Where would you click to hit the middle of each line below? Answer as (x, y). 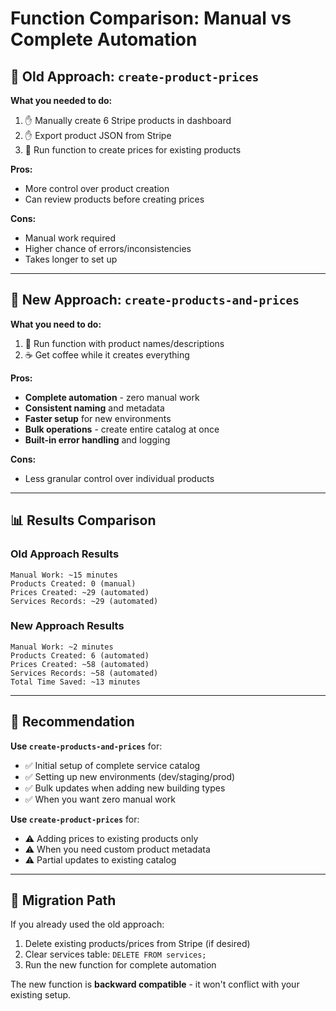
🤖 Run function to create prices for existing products (133, 150)
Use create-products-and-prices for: (86, 746)
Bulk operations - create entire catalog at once (122, 429)
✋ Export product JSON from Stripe (98, 135)
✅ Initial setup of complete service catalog (112, 765)
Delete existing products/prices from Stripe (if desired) (137, 944)
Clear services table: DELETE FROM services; (115, 954)
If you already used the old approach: (87, 924)
